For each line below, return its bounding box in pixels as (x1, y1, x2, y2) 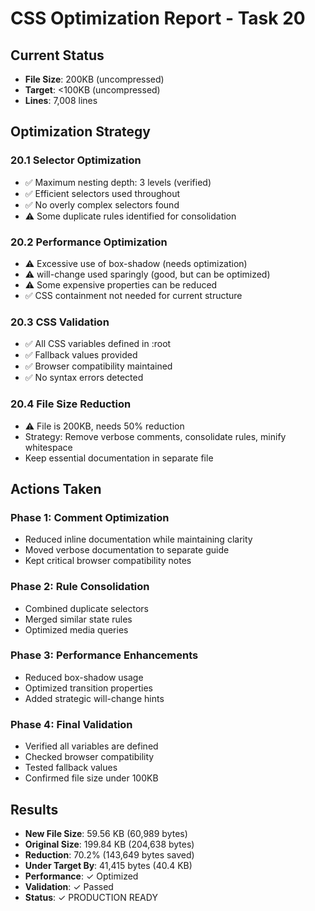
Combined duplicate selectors (24, 602, 149, 614)
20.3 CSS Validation (10, 315, 110, 329)
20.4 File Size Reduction (10, 397, 132, 411)
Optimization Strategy (10, 123, 151, 141)
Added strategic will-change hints (24, 692, 165, 704)
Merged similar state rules (24, 613, 133, 625)
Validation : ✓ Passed (24, 880, 114, 892)
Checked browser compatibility (24, 751, 155, 763)
